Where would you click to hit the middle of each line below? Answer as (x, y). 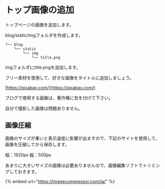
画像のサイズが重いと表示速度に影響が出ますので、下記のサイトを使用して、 (82, 138)
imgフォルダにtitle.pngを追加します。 (43, 67)
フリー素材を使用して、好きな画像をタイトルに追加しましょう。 (70, 77)
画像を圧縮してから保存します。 (37, 144)
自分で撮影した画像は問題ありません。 (44, 108)
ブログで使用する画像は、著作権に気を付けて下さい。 (59, 98)
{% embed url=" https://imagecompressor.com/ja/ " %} (60, 181)
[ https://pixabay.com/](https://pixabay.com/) (50, 87)
